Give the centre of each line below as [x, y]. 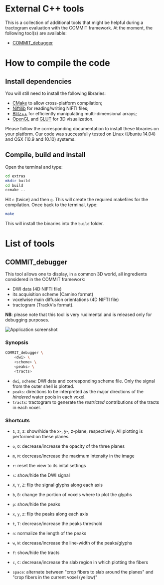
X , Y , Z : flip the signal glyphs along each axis [58, 485]
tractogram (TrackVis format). [43, 305]
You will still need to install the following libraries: [56, 93]
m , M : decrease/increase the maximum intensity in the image [73, 456]
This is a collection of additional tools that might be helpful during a [74, 22]
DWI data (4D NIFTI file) [37, 289]
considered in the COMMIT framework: [45, 280]
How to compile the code [58, 63]
